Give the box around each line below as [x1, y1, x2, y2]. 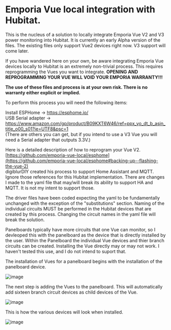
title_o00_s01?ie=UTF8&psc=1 [5, 126, 69, 132]
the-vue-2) [5, 163, 29, 169]
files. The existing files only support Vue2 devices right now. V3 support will [5, 42, 166, 48]
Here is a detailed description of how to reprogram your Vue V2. [5, 146, 141, 152]
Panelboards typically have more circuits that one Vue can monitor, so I [5, 226, 156, 232]
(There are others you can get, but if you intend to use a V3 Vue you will [5, 131, 158, 137]
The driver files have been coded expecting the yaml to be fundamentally [5, 195, 160, 201]
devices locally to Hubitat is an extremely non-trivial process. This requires [5, 63, 163, 69]
